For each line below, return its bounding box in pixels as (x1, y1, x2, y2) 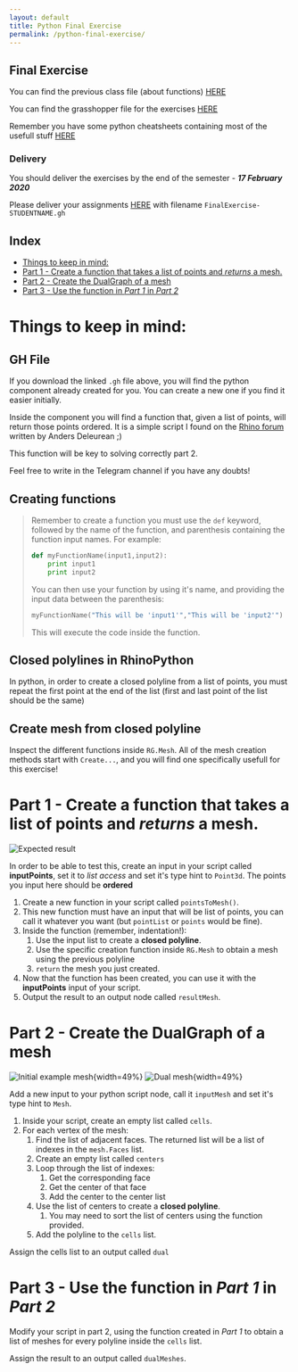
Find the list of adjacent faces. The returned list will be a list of (35, 1135, 265, 1145)
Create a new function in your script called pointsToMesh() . (21, 897, 239, 908)
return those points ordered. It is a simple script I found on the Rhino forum (9, 421, 284, 433)
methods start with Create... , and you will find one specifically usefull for (9, 755, 281, 765)
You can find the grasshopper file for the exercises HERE (9, 103, 219, 114)
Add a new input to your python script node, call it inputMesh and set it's (9, 1089, 274, 1100)
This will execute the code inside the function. (30, 626, 201, 638)
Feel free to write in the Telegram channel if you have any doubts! (9, 466, 251, 476)
